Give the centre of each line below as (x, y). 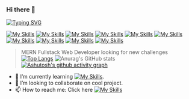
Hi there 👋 (21, 10)
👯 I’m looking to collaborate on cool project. (69, 83)
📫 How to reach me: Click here (54, 90)
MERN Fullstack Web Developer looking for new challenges (94, 52)
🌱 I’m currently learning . (59, 77)
